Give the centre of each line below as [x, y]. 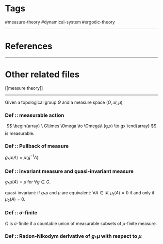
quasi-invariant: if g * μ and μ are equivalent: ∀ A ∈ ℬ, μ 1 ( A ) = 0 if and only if [80, 193]
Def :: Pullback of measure [37, 146]
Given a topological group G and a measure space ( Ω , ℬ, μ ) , [65, 102]
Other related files [42, 75]
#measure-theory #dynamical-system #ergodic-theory [60, 22]
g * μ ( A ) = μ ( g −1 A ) [22, 158]
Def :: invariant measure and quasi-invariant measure [69, 171]
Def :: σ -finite [21, 213]
